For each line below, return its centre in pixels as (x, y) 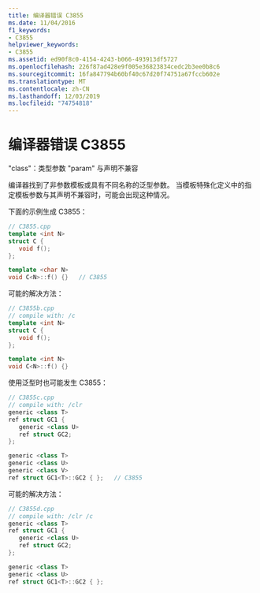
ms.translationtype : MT (47, 81)
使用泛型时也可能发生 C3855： (58, 382)
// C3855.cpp (30, 227)
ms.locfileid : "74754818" (50, 103)
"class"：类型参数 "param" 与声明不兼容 (73, 168)
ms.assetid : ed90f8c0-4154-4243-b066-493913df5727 (93, 60)
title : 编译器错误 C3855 (46, 15)
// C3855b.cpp (32, 308)
